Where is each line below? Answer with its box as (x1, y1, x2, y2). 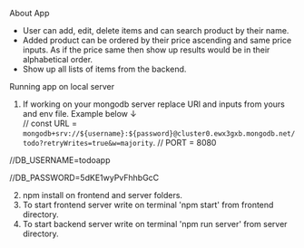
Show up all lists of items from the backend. (22, 63, 187, 74)
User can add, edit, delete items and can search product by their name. (22, 25, 289, 35)
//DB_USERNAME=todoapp (9, 155, 111, 166)
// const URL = (22, 118, 77, 129)
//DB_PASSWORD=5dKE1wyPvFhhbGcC (9, 172, 160, 183)
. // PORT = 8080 (152, 138, 217, 148)
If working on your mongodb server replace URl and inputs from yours (22, 99, 286, 110)
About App (9, 8, 50, 18)
